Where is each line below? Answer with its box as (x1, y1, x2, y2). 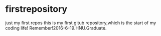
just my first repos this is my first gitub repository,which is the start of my (5, 20, 156, 26)
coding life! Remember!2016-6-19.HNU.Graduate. (5, 25, 107, 31)
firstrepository (5, 3, 68, 15)
